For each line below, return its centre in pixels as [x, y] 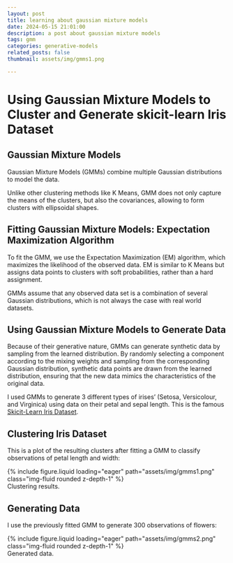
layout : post [26, 14]
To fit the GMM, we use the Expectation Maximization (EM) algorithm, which [116, 257]
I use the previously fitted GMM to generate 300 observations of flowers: [112, 525]
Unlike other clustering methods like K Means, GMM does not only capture [114, 193]
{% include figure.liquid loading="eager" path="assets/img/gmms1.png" [111, 472]
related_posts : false [39, 53]
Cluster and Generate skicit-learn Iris [117, 114]
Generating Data [44, 508]
